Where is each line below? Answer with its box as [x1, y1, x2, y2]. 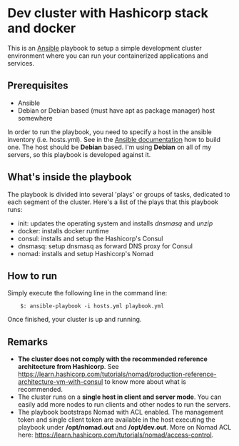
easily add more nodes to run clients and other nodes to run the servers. [17, 400, 230, 409]
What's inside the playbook [7, 171, 132, 183]
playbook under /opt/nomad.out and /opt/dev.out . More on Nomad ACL [17, 423, 232, 432]
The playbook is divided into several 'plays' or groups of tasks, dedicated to [7, 190, 230, 198]
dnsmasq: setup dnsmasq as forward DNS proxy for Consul [17, 241, 193, 250]
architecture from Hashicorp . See [17, 363, 119, 371]
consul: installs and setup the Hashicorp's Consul [17, 234, 163, 243]
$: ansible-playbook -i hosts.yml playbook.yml [20, 303, 164, 310]
